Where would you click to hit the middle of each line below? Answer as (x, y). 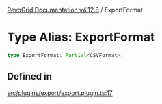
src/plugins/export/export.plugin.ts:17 (60, 93)
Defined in (30, 76)
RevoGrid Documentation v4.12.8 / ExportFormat (75, 10)
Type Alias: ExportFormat (81, 37)
